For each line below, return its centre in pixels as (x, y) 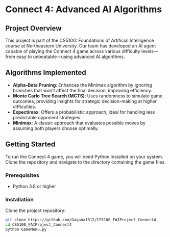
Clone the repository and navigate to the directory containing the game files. (86, 162)
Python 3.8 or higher (34, 186)
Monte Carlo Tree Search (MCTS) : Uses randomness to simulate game (88, 96)
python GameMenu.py (26, 229)
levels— (150, 51)
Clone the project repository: (35, 210)
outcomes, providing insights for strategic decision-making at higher (85, 101)
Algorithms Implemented (46, 73)
